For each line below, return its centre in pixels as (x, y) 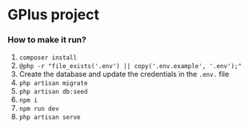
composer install (48, 58)
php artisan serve (50, 118)
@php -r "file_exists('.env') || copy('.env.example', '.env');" (130, 67)
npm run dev (39, 109)
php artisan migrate (53, 83)
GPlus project (54, 15)
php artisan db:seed (53, 92)
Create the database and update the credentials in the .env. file (124, 75)
